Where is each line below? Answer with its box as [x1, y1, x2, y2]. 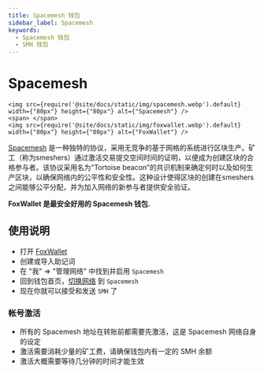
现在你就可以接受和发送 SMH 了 [19, 286, 118, 295]
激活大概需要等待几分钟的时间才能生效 [19, 356, 144, 366]
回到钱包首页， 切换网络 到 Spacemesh [19, 276, 139, 286]
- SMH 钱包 [15, 41, 49, 49]
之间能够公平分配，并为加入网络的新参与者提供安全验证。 [8, 183, 195, 192]
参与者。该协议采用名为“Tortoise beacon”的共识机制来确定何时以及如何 [14, 163, 247, 172]
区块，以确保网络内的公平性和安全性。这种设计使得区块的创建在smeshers [14, 172, 255, 182]
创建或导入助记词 [19, 257, 76, 266]
